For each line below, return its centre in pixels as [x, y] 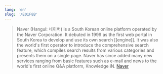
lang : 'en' [16, 10]
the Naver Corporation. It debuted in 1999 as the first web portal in [84, 35]
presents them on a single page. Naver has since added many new [84, 55]
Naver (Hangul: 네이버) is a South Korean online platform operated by [87, 29]
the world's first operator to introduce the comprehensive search [83, 45]
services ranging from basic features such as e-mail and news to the [87, 61]
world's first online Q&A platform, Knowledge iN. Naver [73, 66]
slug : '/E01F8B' [21, 14]
